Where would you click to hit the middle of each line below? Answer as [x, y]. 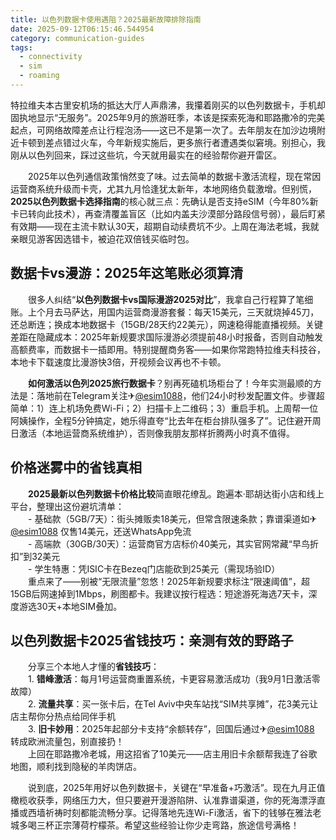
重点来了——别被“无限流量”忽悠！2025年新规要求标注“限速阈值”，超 [168, 581]
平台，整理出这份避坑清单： [67, 506]
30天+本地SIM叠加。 [79, 606]
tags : [21, 47]
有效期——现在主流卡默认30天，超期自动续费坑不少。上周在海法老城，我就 [165, 226]
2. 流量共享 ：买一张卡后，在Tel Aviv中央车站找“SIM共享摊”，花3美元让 [173, 704]
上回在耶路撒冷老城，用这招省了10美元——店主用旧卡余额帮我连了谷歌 [172, 754]
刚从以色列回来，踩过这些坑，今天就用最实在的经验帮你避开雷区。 [146, 155]
